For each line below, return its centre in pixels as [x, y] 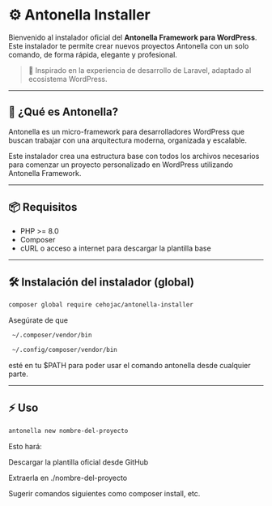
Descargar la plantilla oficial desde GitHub [79, 462]
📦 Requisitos [43, 207]
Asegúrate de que [38, 320]
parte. [18, 374]
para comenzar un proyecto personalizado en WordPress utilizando [121, 165]
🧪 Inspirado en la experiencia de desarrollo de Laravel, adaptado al [140, 70]
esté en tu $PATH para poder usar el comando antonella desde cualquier [130, 365]
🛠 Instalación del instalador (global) [101, 282]
